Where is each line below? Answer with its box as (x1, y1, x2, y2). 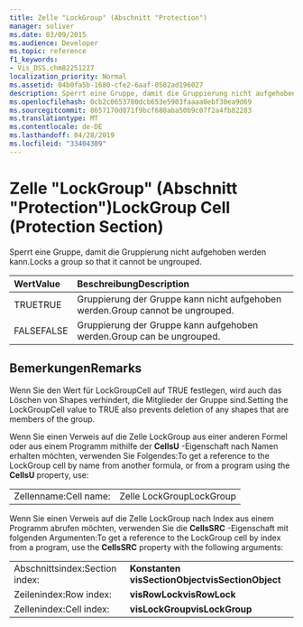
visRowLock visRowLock (129, 588, 236, 601)
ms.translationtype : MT (9, 114, 99, 123)
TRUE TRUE (14, 298, 62, 311)
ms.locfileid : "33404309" (9, 139, 106, 148)
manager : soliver (9, 22, 75, 31)
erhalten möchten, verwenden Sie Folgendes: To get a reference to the (9, 450, 271, 461)
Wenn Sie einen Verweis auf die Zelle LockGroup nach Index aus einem (9, 512, 274, 524)
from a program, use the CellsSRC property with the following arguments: (9, 541, 284, 552)
